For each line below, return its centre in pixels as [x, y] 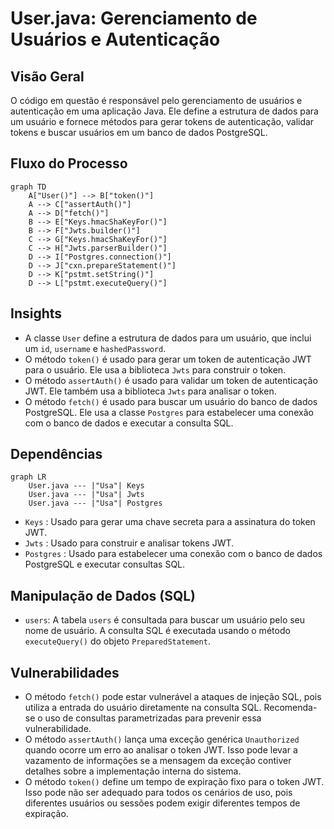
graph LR [28, 477]
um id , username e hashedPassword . [95, 348]
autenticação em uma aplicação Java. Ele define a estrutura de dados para [164, 111]
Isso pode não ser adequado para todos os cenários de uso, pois [158, 793]
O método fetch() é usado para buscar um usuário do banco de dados [171, 401]
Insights [36, 313]
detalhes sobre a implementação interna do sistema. [133, 771]
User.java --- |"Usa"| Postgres [95, 503]
